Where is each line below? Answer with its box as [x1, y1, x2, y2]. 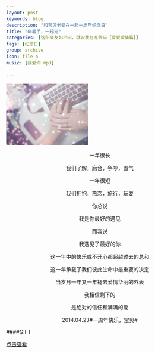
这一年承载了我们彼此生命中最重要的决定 [50, 266, 150, 273]
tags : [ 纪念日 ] [6, 41, 42, 47]
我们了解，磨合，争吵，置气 [66, 165, 134, 172]
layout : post [6, 10, 39, 16]
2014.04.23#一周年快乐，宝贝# [62, 317, 138, 324]
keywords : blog [6, 16, 44, 22]
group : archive [6, 48, 44, 54]
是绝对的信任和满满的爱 [71, 304, 129, 311]
